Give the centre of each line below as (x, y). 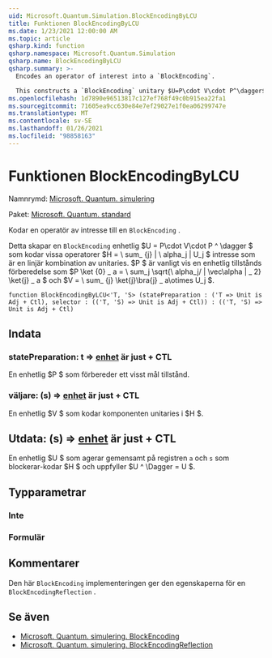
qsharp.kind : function (47, 46)
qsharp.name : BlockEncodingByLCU (65, 62)
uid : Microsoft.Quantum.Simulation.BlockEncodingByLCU (103, 16)
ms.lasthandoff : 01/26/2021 (56, 129)
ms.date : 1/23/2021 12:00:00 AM (63, 31)
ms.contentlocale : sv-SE (50, 121)
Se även (29, 617)
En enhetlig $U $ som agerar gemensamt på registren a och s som (119, 458)
